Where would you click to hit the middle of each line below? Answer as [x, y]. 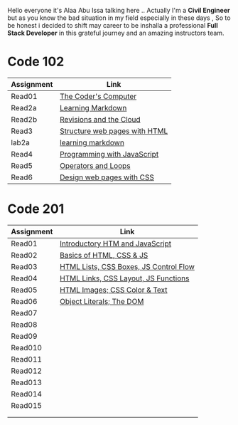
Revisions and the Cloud [100, 119]
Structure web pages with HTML [114, 131]
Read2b [24, 119]
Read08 [24, 325]
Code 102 [36, 62]
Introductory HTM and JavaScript [116, 243]
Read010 [27, 347]
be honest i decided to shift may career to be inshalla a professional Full [113, 25]
